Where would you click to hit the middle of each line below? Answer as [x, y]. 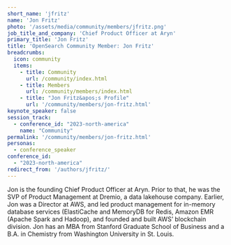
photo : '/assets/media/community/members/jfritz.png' [87, 27]
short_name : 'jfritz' [39, 14]
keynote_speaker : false [42, 111]
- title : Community [48, 72]
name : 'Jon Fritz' [34, 20]
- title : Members [45, 85]
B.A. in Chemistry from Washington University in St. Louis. [91, 234]
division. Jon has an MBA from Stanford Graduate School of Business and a [116, 226]
